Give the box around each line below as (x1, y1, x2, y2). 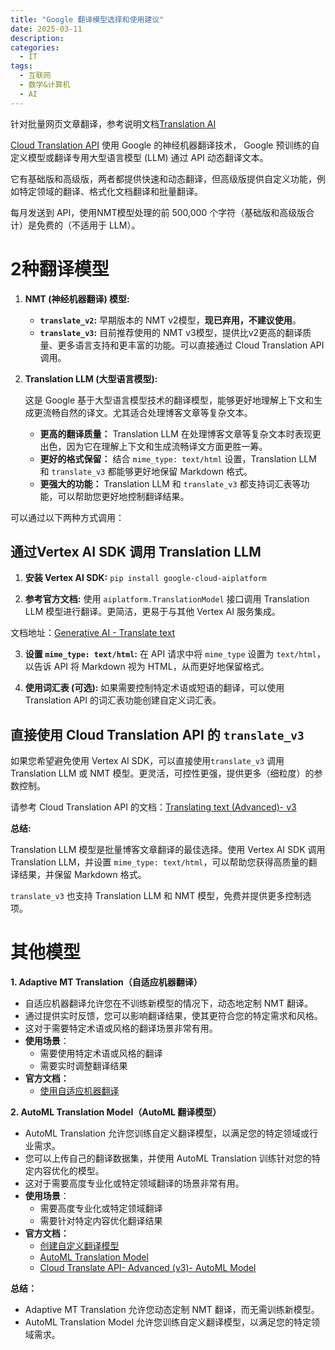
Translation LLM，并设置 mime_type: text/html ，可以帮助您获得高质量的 (10, 856, 309, 868)
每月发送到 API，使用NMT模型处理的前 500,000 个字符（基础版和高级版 (10, 206, 307, 218)
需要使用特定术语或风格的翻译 (39, 1047, 163, 1060)
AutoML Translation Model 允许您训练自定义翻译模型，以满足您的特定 (24, 1316, 312, 1328)
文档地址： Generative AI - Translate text (10, 627, 176, 639)
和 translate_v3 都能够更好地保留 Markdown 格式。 (39, 465, 253, 477)
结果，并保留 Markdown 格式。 (18, 869, 147, 881)
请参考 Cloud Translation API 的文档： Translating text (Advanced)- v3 (10, 801, 297, 813)
